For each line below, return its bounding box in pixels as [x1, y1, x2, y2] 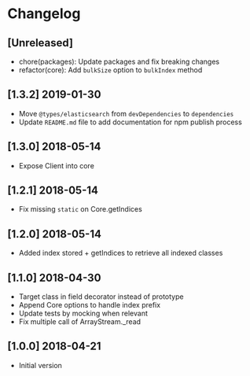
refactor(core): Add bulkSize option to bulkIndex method [18, 65, 203, 75]
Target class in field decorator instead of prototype [18, 292, 184, 301]
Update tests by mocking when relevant [18, 308, 149, 319]
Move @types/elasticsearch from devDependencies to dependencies [18, 109, 234, 118]
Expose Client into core [18, 160, 95, 170]
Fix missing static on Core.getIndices [18, 205, 142, 214]
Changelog [7, 5, 81, 23]
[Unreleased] [7, 36, 74, 50]
